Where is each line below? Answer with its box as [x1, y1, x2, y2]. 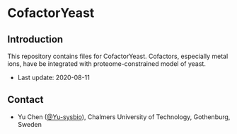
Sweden [17, 120, 42, 128]
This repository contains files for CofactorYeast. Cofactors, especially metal [7, 52, 229, 60]
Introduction [7, 33, 64, 45]
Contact [7, 94, 44, 106]
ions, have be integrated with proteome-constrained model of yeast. [7, 60, 207, 68]
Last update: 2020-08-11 [17, 73, 90, 82]
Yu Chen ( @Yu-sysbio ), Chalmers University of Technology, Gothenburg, [17, 112, 231, 121]
